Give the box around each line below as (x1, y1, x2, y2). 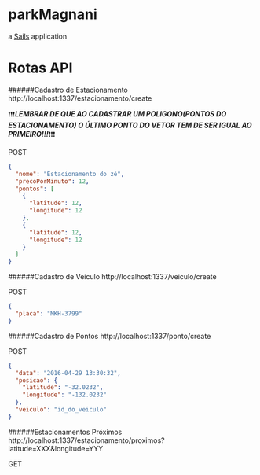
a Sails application (8, 31, 68, 41)
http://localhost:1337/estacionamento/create (8, 93, 152, 103)
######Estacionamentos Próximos (8, 427, 123, 436)
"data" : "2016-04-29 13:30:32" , (15, 369, 122, 377)
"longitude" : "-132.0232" (22, 391, 108, 399)
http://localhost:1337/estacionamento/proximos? (8, 435, 165, 445)
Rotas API (8, 59, 73, 77)
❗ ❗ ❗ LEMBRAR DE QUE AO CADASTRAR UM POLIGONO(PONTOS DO (8, 109, 227, 119)
